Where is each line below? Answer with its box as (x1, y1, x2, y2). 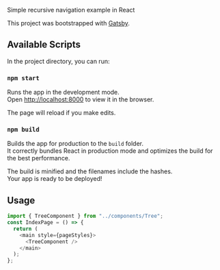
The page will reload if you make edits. (7, 109, 116, 117)
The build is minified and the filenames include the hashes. (7, 167, 173, 175)
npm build (7, 126, 40, 134)
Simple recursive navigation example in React (7, 6, 135, 14)
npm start (7, 74, 40, 82)
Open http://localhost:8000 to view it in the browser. (7, 95, 154, 103)
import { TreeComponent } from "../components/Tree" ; (7, 212, 164, 220)
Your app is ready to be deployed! (7, 175, 102, 183)
